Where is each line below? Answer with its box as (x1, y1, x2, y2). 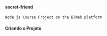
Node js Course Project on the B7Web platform (5, 15, 102, 20)
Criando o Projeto (5, 25, 42, 31)
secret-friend (5, 4, 33, 10)
